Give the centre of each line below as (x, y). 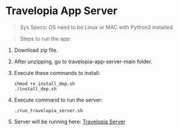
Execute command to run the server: (58, 100)
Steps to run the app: (45, 38)
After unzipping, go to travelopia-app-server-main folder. (83, 61)
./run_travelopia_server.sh (48, 110)
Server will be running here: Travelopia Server (70, 122)
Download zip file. (36, 50)
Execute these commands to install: (57, 73)
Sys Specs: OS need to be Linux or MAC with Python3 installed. (97, 27)
